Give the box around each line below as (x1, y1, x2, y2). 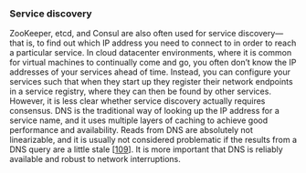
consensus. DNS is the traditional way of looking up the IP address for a (9, 106, 280, 117)
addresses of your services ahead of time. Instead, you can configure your (9, 66, 290, 77)
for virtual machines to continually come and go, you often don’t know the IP (9, 57, 297, 68)
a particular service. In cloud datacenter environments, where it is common (9, 47, 292, 58)
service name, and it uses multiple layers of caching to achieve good (9, 115, 269, 126)
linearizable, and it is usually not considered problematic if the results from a (9, 135, 298, 146)
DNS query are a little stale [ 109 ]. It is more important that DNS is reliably (9, 144, 283, 155)
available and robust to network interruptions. (9, 154, 181, 165)
